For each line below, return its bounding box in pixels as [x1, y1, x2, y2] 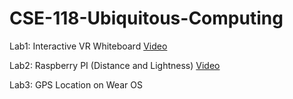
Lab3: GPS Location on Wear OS [9, 78, 143, 91]
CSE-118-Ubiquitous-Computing [9, 7, 284, 30]
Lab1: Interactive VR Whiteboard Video [9, 40, 168, 52]
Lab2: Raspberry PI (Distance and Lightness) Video [9, 59, 221, 71]
